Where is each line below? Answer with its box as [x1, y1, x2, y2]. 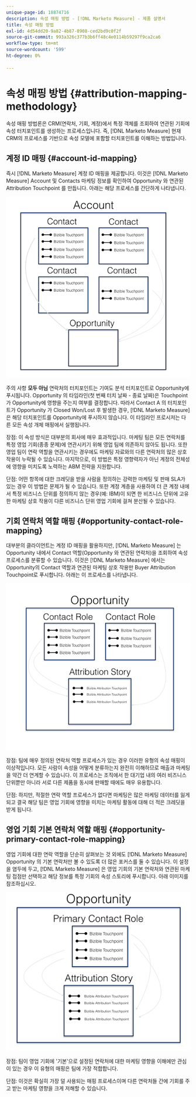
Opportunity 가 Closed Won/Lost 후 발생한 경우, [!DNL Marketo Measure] [16, 406, 190, 413]
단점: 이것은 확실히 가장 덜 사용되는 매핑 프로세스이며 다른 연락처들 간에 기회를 [6, 1077, 184, 1084]
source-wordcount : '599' [6, 47, 67, 53]
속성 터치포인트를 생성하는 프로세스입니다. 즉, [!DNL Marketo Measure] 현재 [6, 127, 181, 134]
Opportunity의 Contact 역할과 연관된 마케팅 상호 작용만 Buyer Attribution [6, 564, 176, 571]
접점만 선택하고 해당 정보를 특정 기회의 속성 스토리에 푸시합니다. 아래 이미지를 [12, 872, 189, 880]
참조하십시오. [6, 880, 36, 887]
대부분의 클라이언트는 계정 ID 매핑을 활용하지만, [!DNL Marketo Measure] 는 [6, 542, 181, 549]
